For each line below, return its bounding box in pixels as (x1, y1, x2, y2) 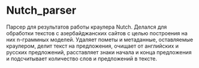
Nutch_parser (6, 4, 77, 17)
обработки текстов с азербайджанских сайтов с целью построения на (6, 29, 188, 36)
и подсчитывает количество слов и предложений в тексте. (6, 55, 158, 62)
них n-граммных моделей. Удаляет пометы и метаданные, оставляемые (6, 36, 194, 43)
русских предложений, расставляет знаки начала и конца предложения (6, 48, 192, 55)
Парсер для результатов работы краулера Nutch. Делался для (6, 23, 167, 30)
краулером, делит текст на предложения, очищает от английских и (6, 42, 179, 50)
